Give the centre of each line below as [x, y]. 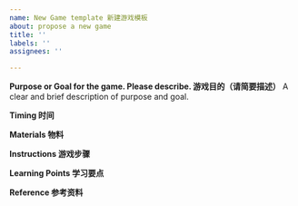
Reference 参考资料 [46, 192]
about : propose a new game [60, 26]
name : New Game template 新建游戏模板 [79, 18]
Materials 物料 [37, 135]
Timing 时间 [32, 115]
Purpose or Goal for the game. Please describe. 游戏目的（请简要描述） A [149, 86]
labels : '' [30, 43]
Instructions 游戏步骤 [50, 154]
